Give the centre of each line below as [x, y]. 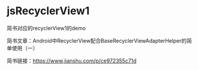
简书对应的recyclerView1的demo [46, 28]
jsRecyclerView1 [48, 11]
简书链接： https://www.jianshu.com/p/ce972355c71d [72, 61]
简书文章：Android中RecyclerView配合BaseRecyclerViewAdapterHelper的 [97, 40]
